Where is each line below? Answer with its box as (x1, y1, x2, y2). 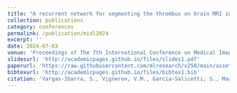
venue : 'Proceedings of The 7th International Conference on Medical (7, 50, 217, 57)
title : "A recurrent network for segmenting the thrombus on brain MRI (7, 10, 222, 17)
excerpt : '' (7, 36, 42, 43)
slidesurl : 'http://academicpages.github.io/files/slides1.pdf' (7, 56, 200, 63)
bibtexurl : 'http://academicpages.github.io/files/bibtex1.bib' (7, 69, 200, 76)
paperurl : (7, 62, 37, 69)
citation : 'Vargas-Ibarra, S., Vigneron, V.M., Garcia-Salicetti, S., (7, 75, 219, 83)
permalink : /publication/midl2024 (7, 29, 109, 37)
